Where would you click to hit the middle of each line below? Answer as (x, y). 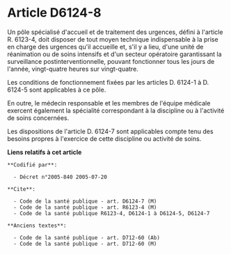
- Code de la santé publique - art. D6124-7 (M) (85, 201)
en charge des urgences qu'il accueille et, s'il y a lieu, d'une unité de (105, 46)
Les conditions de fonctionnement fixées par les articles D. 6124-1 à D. (108, 82)
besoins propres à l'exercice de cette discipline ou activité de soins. (104, 138)
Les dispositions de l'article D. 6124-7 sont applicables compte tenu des (110, 131)
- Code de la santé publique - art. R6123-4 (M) (85, 207)
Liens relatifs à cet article (45, 152)
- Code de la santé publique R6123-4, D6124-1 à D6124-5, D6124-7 (112, 213)
